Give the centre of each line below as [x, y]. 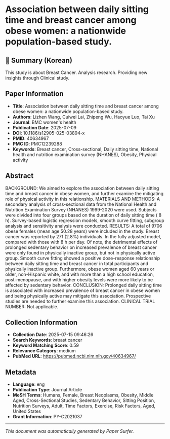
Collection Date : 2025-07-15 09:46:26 [53, 335]
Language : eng [29, 384]
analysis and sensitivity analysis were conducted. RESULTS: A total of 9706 [84, 226]
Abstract [19, 176]
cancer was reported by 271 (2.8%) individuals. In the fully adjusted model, [83, 236]
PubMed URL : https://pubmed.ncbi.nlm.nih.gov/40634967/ [74, 356]
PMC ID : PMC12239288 [37, 143]
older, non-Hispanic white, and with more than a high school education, [80, 274]
